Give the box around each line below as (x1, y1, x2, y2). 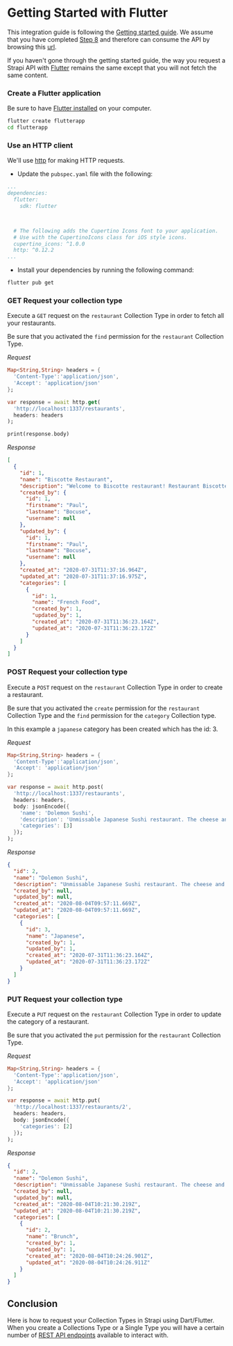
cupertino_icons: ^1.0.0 (13, 240, 85, 248)
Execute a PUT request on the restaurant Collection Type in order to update (7, 1010, 222, 1018)
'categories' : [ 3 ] (19, 822, 73, 829)
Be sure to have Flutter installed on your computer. (7, 104, 152, 113)
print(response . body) (7, 431, 70, 438)
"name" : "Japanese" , (25, 932, 85, 940)
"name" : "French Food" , (32, 599, 101, 606)
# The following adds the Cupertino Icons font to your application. (13, 227, 218, 234)
